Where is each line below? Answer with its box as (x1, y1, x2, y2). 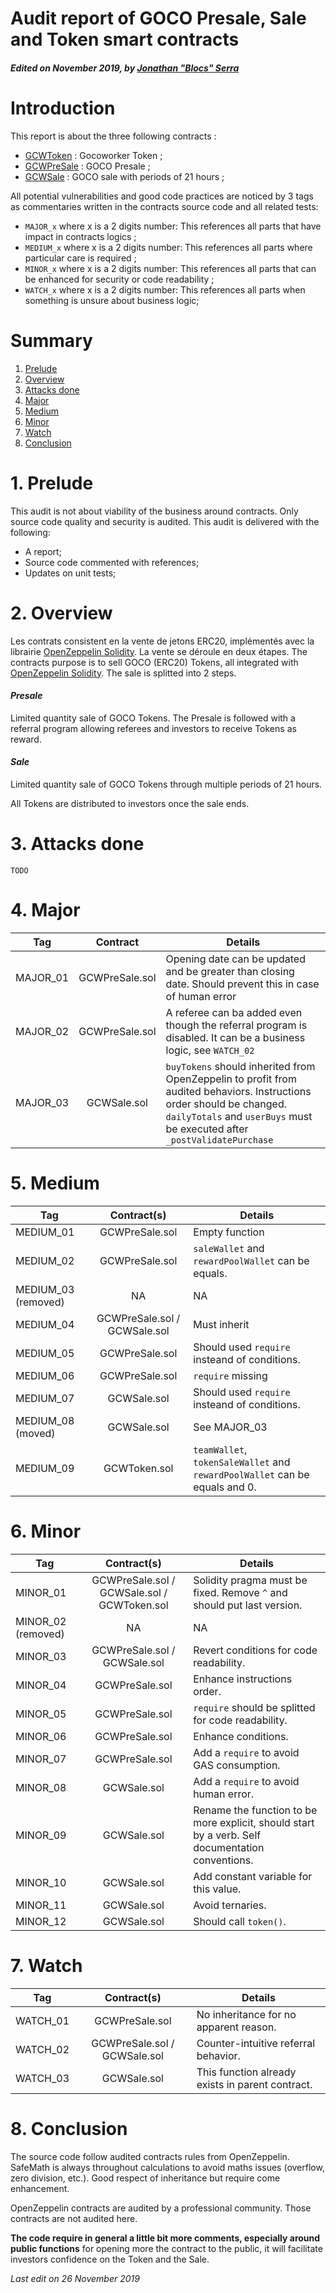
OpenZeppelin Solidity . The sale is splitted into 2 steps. (10, 667, 237, 679)
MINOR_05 (15, 1707, 67, 1721)
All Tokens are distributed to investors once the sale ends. (10, 797, 250, 809)
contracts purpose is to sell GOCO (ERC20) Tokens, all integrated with (10, 656, 299, 668)
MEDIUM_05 (15, 1346, 75, 1360)
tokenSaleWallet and (193, 1455, 291, 1469)
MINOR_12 (15, 1914, 67, 1928)
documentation (193, 1840, 265, 1854)
